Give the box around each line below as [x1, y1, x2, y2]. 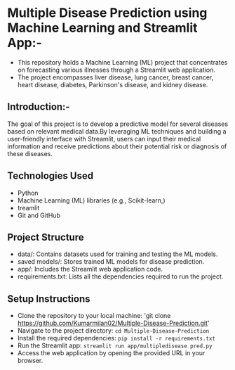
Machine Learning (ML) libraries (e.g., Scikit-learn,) [17, 196, 166, 205]
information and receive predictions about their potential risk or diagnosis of [7, 142, 227, 151]
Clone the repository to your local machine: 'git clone [17, 312, 171, 320]
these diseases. [7, 149, 53, 158]
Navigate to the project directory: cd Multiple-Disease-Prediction [17, 326, 210, 335]
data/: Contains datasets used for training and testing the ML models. [17, 250, 218, 258]
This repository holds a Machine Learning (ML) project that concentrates [17, 58, 228, 66]
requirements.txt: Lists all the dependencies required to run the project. [17, 272, 224, 281]
